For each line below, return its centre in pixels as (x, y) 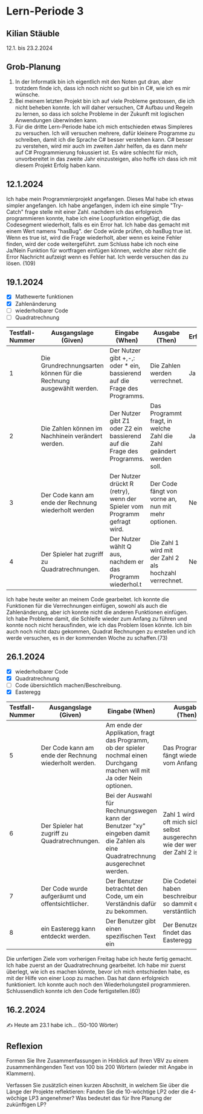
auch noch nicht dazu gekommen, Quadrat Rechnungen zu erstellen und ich (101, 631)
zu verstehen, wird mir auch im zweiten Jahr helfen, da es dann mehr (101, 146)
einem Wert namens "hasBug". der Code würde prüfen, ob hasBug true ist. (99, 231)
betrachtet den (127, 888)
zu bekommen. (127, 911)
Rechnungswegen (131, 811)
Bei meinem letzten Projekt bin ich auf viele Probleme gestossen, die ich (105, 101)
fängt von (164, 491)
